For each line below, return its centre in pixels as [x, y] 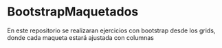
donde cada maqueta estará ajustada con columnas [81, 37]
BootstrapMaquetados [73, 12]
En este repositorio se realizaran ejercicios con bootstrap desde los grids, [111, 30]
